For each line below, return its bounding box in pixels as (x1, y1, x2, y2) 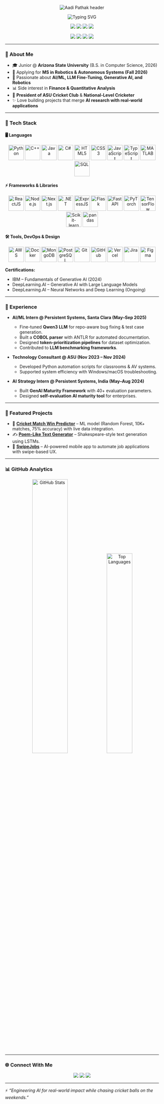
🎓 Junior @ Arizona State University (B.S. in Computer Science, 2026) (12, 62, 158, 68)
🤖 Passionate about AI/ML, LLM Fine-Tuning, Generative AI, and (12, 75, 143, 81)
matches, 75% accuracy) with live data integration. (12, 426, 115, 432)
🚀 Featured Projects (5, 410, 53, 417)
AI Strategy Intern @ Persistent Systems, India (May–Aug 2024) (12, 378, 144, 384)
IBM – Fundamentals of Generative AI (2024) (12, 276, 102, 282)
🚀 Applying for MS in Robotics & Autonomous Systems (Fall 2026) (12, 69, 148, 75)
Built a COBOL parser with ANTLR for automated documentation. (19, 334, 150, 340)
